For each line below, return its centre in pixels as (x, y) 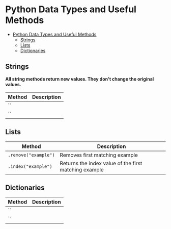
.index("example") (30, 166)
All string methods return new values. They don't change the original (80, 79)
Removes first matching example (99, 155)
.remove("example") (31, 155)
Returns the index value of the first (101, 163)
